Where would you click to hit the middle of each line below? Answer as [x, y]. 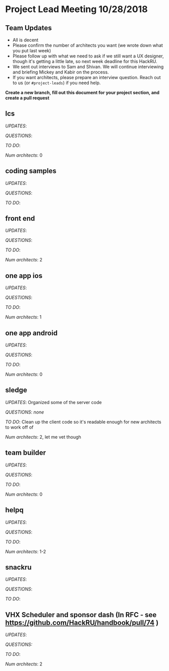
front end [20, 218]
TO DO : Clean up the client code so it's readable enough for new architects [83, 422]
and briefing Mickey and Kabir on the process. [61, 72]
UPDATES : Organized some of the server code [53, 402]
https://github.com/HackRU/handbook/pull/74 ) [82, 622]
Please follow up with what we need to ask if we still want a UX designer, [88, 56]
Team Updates [29, 28]
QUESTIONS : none [25, 412]
